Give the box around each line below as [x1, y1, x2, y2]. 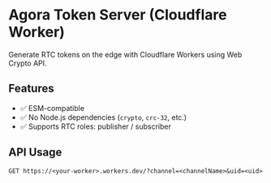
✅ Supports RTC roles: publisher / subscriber [19, 121, 172, 131]
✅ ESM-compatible [19, 103, 85, 113]
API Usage [8, 146, 62, 160]
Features [8, 82, 54, 96]
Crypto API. [8, 58, 47, 68]
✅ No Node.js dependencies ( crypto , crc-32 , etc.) [19, 112, 187, 122]
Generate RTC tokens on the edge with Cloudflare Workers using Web [8, 49, 243, 59]
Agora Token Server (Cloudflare [8, 6, 227, 24]
